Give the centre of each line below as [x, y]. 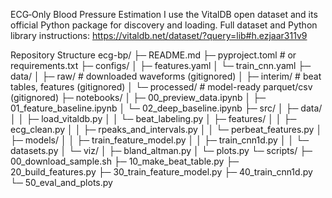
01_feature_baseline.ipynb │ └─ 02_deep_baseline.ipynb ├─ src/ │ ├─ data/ [166, 108]
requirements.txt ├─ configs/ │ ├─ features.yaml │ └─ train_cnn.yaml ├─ [161, 65]
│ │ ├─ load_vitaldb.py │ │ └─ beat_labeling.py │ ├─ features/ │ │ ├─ [153, 118]
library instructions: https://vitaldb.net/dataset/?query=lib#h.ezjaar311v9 [159, 35]
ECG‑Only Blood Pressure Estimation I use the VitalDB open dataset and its [164, 14]
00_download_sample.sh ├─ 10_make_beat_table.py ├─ [125, 161]
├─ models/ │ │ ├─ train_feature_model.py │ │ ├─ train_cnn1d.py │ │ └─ [160, 140]
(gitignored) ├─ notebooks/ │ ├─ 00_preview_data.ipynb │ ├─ [138, 97]
